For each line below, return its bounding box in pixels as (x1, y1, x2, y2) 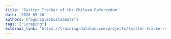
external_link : (5, 26, 38, 31)
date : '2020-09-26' (5, 12, 47, 17)
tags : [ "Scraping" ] (5, 21, 47, 27)
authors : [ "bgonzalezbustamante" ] (5, 17, 79, 22)
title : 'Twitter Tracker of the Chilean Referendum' (5, 7, 120, 13)
